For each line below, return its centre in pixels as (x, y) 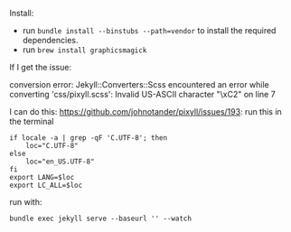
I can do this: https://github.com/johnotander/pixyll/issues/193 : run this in (145, 111)
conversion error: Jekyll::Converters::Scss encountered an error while (139, 84)
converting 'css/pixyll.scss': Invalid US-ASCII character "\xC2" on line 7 (142, 94)
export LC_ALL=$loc (46, 185)
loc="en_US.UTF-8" (60, 162)
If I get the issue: (41, 67)
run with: (26, 202)
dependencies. (50, 40)
